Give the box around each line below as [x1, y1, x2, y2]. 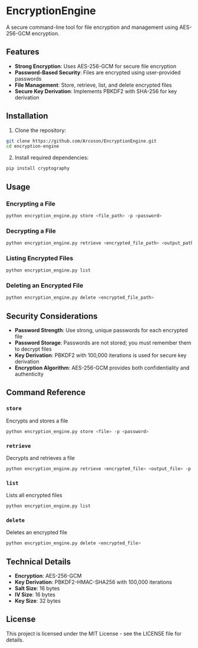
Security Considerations [6, 311, 98, 321]
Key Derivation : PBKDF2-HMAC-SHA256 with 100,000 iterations [14, 578, 172, 586]
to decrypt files [14, 346, 52, 353]
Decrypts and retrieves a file [6, 454, 75, 461]
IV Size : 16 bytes [14, 591, 56, 598]
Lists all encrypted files [6, 492, 63, 499]
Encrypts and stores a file [6, 417, 68, 424]
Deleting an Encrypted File [6, 282, 84, 290]
